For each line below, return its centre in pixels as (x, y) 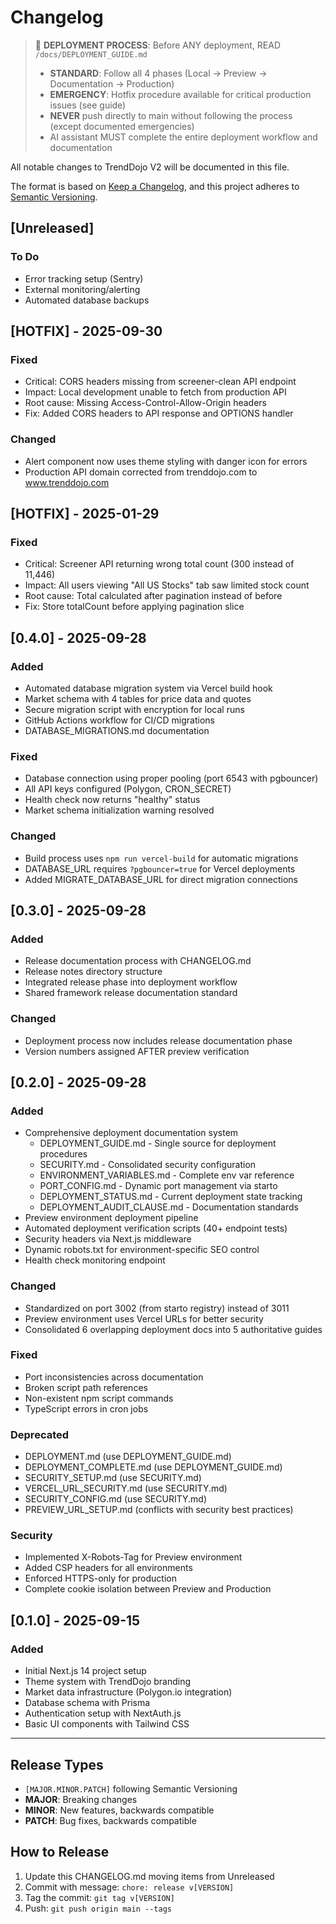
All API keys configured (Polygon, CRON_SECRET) (128, 789)
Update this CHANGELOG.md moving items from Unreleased (149, 1876)
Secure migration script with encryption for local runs (134, 709)
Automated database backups (87, 300)
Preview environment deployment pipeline (111, 1218)
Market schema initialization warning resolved (119, 810)
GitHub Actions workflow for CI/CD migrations (119, 720)
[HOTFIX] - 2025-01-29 (85, 514)
